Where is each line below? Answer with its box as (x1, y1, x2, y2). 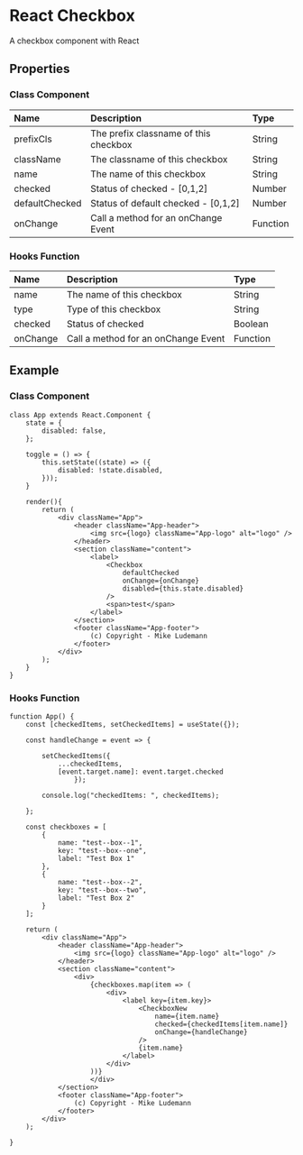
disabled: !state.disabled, (57, 465, 164, 474)
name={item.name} (154, 1012, 220, 1021)
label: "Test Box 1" (57, 854, 135, 863)
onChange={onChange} (122, 576, 200, 585)
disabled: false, (41, 426, 106, 435)
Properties (9, 61, 70, 77)
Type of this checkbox (66, 303, 161, 316)
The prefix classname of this (89, 127, 211, 140)
